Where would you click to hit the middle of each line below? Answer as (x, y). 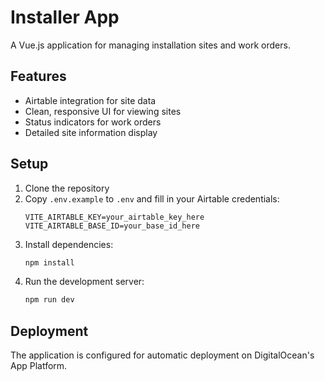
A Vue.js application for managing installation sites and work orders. (150, 45)
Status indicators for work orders (93, 122)
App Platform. (39, 366)
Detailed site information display (91, 132)
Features (38, 76)
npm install (49, 262)
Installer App (65, 17)
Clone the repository (67, 188)
